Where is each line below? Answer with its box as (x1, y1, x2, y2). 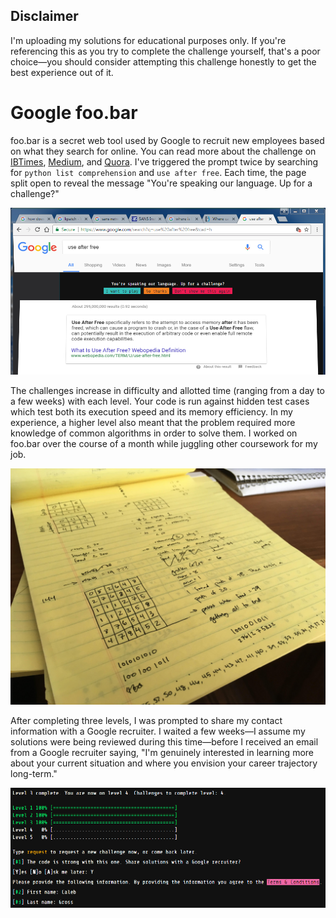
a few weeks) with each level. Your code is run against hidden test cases (10, 395, 310, 407)
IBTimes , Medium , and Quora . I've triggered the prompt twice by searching (10, 155, 319, 168)
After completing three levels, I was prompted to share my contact (10, 714, 283, 726)
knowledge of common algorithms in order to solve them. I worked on (10, 427, 298, 439)
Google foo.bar (10, 102, 138, 124)
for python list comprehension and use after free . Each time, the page (10, 166, 307, 178)
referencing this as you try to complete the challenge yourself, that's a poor (10, 45, 321, 57)
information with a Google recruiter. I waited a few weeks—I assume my (10, 725, 306, 737)
